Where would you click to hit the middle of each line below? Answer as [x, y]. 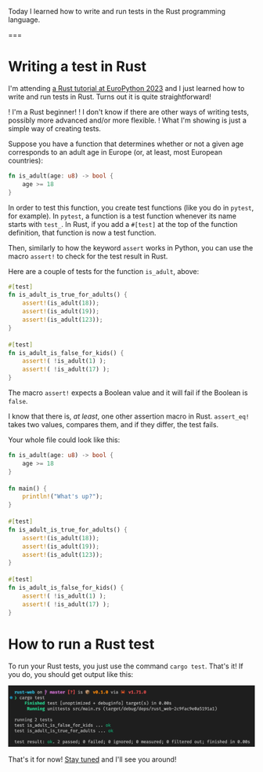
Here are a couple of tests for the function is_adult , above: [104, 271]
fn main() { [27, 488]
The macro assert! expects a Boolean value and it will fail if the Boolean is [128, 393]
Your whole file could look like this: [64, 440]
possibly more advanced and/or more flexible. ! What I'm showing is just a [127, 120]
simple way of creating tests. [55, 128]
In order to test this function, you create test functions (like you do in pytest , [131, 207]
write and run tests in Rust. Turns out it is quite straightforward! [110, 97]
